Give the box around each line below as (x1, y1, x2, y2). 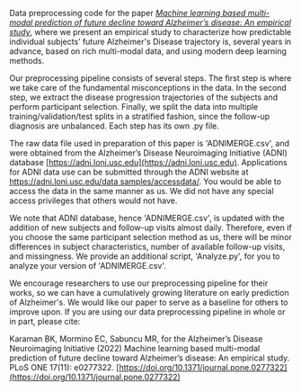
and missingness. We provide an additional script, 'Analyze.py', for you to (9, 251, 280, 262)
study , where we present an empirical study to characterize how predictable (9, 27, 292, 37)
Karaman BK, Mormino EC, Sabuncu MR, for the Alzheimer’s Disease (9, 333, 263, 344)
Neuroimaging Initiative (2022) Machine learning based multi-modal (9, 343, 261, 353)
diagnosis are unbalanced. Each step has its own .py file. (9, 120, 220, 131)
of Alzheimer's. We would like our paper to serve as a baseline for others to (9, 297, 288, 307)
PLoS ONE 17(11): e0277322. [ (9, 362, 120, 372)
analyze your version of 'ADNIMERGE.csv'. (9, 261, 166, 271)
